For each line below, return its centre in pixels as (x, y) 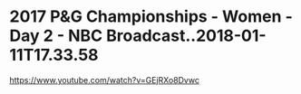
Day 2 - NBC (56, 36)
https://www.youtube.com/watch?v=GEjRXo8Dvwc (104, 80)
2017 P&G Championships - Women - (151, 17)
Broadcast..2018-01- (186, 36)
